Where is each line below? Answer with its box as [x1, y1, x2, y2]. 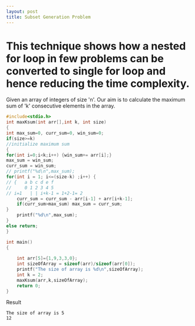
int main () [6, 239, 33, 245]
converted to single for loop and [6, 64, 166, 78]
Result [6, 299, 22, 306]
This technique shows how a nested [6, 39, 186, 53]
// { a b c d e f [6, 179, 54, 185]
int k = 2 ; [16, 271, 44, 278]
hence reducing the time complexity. [6, 77, 190, 90]
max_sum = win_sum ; [6, 157, 54, 163]
